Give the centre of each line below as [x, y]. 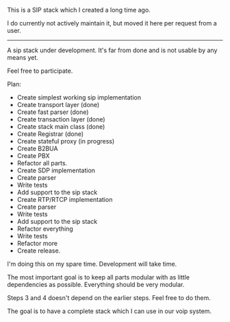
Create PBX [33, 156]
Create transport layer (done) [58, 105]
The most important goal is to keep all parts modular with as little [99, 277]
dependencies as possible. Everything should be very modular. [96, 285]
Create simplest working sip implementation [79, 97]
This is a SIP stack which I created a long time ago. [79, 10]
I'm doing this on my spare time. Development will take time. [92, 264]
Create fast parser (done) [53, 112]
